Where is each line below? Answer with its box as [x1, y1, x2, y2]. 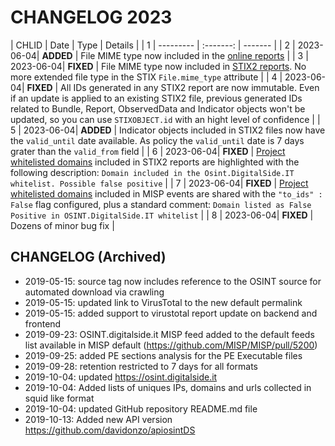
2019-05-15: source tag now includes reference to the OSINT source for [24, 275, 322, 287]
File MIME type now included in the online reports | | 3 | [80, 49, 309, 61]
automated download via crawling [24, 286, 165, 298]
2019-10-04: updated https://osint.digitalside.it [24, 371, 218, 383]
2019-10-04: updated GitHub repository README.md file [24, 402, 258, 415]
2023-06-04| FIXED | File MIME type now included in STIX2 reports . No [10, 60, 307, 72]
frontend [24, 317, 62, 330]
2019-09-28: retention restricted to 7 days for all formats [24, 360, 258, 372]
